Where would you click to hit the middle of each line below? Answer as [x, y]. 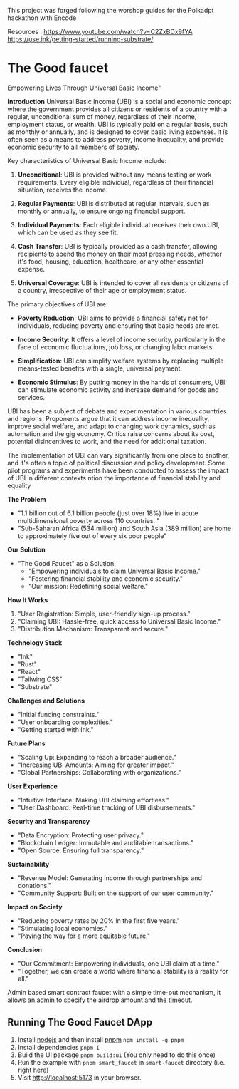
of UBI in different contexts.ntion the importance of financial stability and [114, 478]
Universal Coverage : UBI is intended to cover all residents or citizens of [123, 283]
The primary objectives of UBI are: [58, 304]
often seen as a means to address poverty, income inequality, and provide [116, 139]
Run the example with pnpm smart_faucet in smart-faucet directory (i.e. [121, 1062]
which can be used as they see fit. [68, 232]
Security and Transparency [49, 821]
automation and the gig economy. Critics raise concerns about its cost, [111, 433]
